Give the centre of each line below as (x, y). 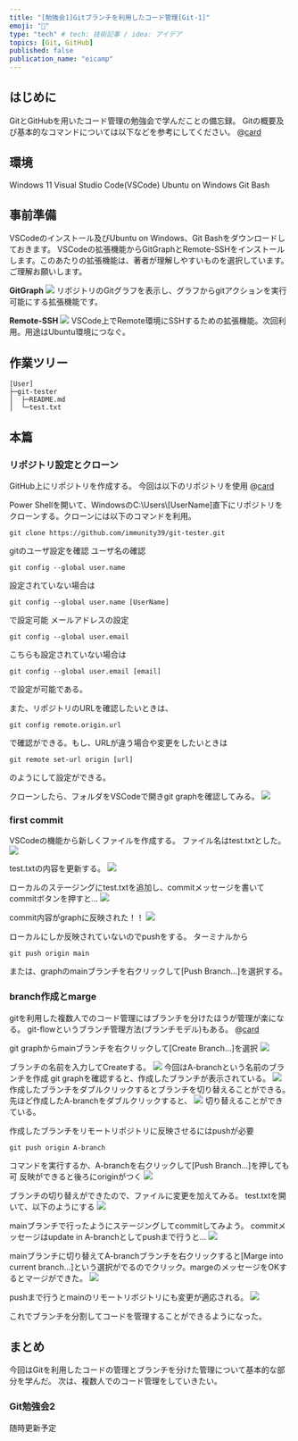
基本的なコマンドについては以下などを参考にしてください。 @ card (139, 131)
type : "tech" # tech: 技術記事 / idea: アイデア (96, 34)
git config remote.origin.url (66, 725)
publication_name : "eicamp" (62, 59)
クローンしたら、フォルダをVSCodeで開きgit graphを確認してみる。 (134, 796)
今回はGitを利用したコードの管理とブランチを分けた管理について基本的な (143, 1370)
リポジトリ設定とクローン (64, 465)
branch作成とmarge (53, 997)
